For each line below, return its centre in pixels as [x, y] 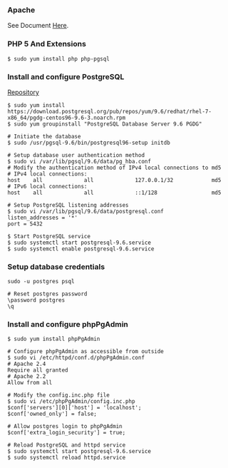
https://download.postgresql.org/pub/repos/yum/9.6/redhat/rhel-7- [110, 111]
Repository [23, 92]
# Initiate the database [44, 136]
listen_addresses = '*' [43, 218]
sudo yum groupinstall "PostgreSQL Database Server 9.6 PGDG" [108, 124]
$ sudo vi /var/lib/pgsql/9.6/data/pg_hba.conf [79, 161]
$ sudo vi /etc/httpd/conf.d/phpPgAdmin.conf [76, 358]
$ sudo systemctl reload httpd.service [67, 458]
